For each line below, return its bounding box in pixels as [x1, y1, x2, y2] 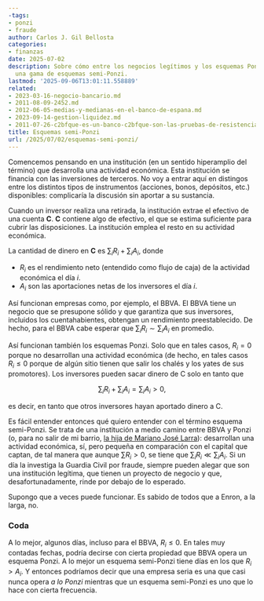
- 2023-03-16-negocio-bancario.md [8, 92, 122, 100]
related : [8, 84, 37, 93]
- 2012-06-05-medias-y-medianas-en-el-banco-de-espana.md [8, 107, 202, 115]
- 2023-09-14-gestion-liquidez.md [8, 114, 122, 122]
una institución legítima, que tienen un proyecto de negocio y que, [8, 468, 222, 478]
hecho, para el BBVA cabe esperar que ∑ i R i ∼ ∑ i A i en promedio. [8, 323, 214, 334]
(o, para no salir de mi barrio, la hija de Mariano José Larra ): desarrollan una [8, 433, 255, 443]
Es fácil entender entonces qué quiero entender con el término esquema [8, 417, 243, 426]
